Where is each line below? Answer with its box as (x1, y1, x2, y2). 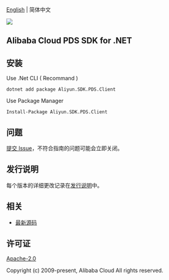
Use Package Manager (6, 97, 64, 105)
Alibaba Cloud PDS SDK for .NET (6, 36, 132, 46)
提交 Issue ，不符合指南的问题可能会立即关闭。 (6, 145, 123, 152)
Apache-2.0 (6, 255, 37, 262)
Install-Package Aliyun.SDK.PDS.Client (6, 109, 108, 115)
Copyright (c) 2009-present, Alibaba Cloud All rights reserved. (6, 267, 164, 274)
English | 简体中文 (6, 6, 51, 13)
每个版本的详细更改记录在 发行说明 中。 (6, 181, 102, 189)
